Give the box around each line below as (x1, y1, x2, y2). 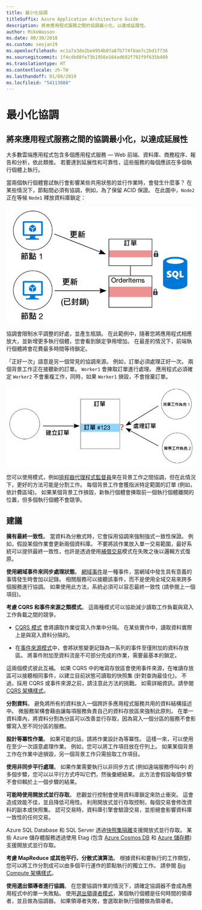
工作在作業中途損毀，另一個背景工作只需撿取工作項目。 (6, 750, 143, 758)
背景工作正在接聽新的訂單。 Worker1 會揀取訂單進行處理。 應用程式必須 (11, 365, 188, 373)
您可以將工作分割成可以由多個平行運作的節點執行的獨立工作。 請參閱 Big (6, 862, 186, 869)
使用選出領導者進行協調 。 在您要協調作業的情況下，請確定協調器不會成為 (6, 882, 187, 889)
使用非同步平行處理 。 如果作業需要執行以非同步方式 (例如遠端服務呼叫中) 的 (6, 763, 194, 770)
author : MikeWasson (6, 29, 55, 35)
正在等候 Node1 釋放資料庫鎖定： (6, 194, 86, 201)
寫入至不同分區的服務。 (11, 722, 70, 729)
